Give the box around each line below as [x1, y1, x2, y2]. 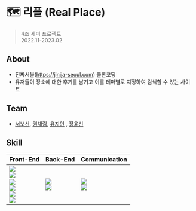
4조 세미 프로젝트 [20, 30, 62, 37]
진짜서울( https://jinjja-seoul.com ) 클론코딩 [14, 71, 116, 78]
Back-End [45, 155, 75, 164]
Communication [80, 155, 127, 164]
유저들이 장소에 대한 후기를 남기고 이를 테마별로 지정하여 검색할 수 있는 [14, 78, 179, 85]
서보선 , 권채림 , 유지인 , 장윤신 [14, 120, 84, 127]
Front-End [9, 155, 40, 164]
